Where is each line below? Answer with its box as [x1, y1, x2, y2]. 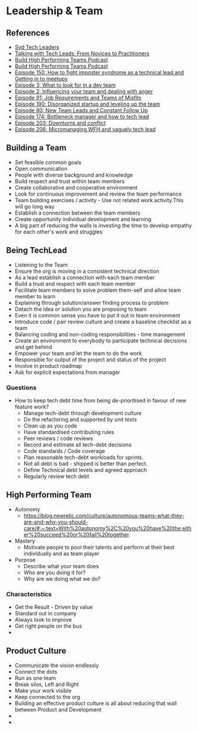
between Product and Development [14, 706, 102, 713]
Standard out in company [14, 610, 77, 617]
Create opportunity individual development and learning [14, 215, 152, 222]
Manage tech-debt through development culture [23, 409, 142, 417]
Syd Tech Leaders [14, 43, 59, 51]
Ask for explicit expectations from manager [14, 369, 120, 376]
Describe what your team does [23, 562, 99, 569]
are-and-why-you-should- [23, 518, 88, 526]
